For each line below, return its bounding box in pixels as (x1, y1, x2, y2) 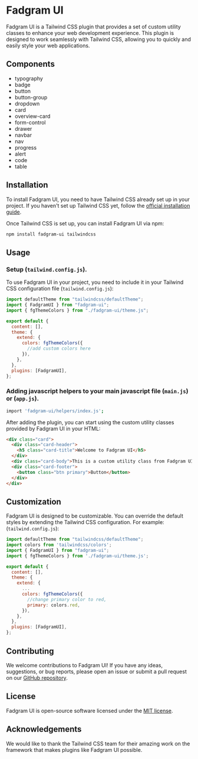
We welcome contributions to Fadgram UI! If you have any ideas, (6, 661, 163, 668)
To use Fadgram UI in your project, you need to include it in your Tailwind (6, 279, 184, 286)
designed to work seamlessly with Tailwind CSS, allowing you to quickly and (6, 35, 192, 43)
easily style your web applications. (6, 42, 90, 49)
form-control (14, 119, 46, 126)
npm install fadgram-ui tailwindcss (6, 231, 96, 237)
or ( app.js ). (6, 395, 39, 403)
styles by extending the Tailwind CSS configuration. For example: (6, 519, 164, 526)
